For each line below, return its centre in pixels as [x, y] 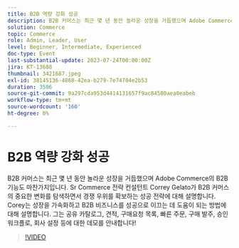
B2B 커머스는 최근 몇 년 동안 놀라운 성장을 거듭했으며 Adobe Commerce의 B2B [118, 178]
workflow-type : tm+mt [39, 100]
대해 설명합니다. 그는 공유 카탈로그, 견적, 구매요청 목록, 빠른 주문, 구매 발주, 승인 [118, 214]
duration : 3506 [30, 87]
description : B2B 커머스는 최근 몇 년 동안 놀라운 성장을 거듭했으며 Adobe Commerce [121, 21]
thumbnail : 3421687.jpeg [44, 73]
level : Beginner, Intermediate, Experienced [74, 47]
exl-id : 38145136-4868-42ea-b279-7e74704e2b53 [78, 80]
